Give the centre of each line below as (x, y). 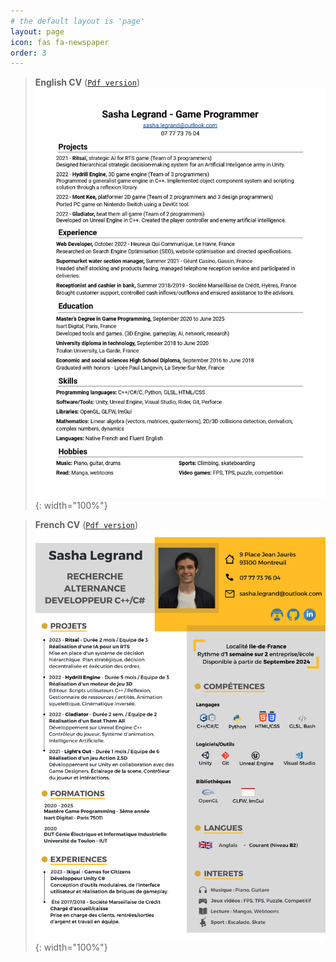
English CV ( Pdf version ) (87, 82)
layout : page (37, 31)
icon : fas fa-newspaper (60, 42)
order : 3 (28, 53)
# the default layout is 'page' (77, 21)
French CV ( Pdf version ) (86, 524)
